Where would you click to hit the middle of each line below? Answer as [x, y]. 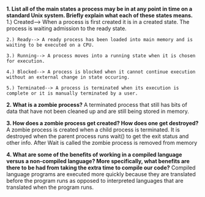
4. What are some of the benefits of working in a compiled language [94, 155]
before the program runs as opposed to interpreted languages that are [95, 181]
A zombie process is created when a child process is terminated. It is [93, 129]
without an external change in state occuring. [68, 77]
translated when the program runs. [50, 187]
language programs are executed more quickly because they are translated [101, 174]
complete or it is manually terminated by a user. [72, 93]
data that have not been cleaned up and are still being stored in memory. [98, 111]
